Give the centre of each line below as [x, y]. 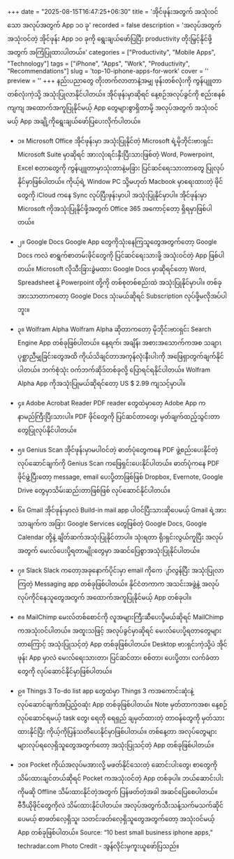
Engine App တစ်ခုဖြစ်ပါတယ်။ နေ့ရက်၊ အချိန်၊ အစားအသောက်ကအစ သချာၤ [119, 342]
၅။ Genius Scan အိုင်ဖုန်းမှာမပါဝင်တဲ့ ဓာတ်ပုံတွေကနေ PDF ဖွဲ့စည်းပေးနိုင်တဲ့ [118, 450]
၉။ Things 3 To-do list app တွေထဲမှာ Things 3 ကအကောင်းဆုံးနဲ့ [105, 691]
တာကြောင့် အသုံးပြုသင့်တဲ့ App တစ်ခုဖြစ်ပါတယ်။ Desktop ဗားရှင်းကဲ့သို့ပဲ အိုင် [122, 644]
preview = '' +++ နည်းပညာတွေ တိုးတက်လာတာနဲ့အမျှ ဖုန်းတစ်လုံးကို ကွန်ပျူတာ [115, 80]
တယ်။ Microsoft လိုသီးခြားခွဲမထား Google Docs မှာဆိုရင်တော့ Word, [112, 269]
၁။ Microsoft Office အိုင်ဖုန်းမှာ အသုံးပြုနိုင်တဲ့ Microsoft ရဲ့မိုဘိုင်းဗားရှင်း [115, 141]
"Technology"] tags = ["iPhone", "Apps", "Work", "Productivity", [98, 64]
